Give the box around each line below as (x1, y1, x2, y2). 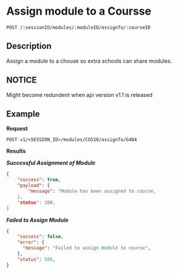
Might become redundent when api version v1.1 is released (6, 91, 153, 98)
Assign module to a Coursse (6, 4, 152, 18)
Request (6, 125, 29, 132)
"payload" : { (17, 182, 50, 189)
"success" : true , (17, 177, 61, 183)
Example (6, 109, 40, 119)
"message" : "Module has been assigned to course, (28, 188, 156, 194)
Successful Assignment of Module (6, 159, 96, 167)
